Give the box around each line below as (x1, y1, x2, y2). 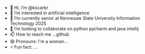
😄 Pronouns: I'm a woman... (9, 39, 68, 44)
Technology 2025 (9, 20, 46, 26)
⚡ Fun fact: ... (9, 44, 37, 50)
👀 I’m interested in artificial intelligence (9, 10, 90, 16)
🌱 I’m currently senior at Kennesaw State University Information (9, 15, 141, 21)
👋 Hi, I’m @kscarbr (9, 5, 48, 10)
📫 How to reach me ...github (9, 31, 70, 37)
